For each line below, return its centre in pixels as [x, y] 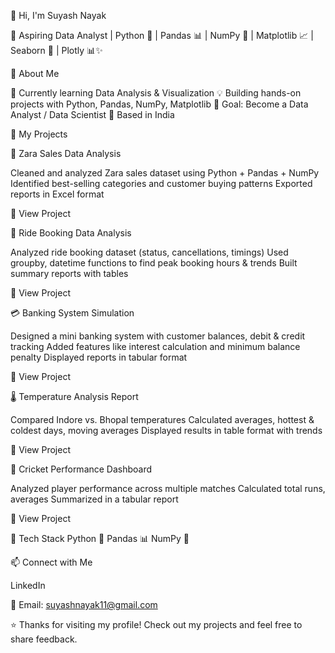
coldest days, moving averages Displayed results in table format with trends [166, 430]
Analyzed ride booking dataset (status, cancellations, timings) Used [149, 252]
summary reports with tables [69, 273]
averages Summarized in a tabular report [94, 499]
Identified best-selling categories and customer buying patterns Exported [161, 183]
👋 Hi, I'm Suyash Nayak [58, 15]
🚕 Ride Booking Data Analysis [71, 233]
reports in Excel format [57, 194]
